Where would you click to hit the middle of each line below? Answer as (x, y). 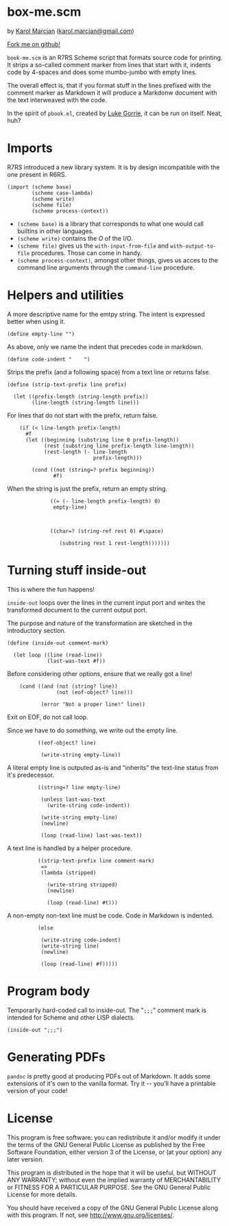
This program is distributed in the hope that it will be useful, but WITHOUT (112, 1173)
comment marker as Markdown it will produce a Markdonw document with (112, 93)
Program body (49, 991)
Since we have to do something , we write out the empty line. (93, 730)
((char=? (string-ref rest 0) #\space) (107, 531)
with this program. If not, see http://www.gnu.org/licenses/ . (91, 1215)
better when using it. (36, 321)
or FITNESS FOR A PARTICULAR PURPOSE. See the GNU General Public (109, 1187)
